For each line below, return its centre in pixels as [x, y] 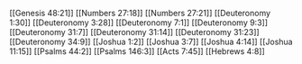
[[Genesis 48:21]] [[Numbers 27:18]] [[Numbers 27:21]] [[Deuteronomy [140, 13]
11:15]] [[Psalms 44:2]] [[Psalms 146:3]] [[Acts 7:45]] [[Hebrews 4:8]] [137, 51]
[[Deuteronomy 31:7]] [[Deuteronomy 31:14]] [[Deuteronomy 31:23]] [134, 32]
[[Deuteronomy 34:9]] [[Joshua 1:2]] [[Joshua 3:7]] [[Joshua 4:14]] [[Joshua [151, 41]
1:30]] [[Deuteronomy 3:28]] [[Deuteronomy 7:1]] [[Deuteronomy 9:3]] [139, 23]
